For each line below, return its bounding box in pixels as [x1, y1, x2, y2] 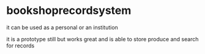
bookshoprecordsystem [6, 4, 132, 18]
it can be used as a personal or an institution [6, 24, 118, 31]
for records [6, 42, 35, 49]
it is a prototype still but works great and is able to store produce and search [6, 35, 199, 42]
